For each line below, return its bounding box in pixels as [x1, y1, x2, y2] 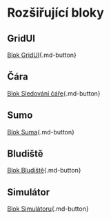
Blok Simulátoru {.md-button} [7, 204, 89, 213]
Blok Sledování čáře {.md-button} [7, 89, 101, 98]
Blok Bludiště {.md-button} [7, 166, 81, 175]
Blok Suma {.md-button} [7, 128, 74, 136]
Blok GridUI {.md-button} [7, 51, 77, 59]
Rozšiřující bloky [7, 5, 105, 21]
